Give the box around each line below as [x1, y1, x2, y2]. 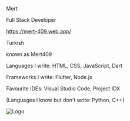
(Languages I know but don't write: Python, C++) [6, 97, 125, 103]
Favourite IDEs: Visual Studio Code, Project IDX [6, 85, 121, 92]
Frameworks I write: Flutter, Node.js [6, 74, 92, 80]
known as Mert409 [6, 51, 52, 58]
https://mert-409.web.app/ [6, 28, 72, 35]
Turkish [6, 40, 25, 46]
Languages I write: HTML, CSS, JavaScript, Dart [6, 62, 122, 69]
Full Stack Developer [6, 17, 56, 23]
